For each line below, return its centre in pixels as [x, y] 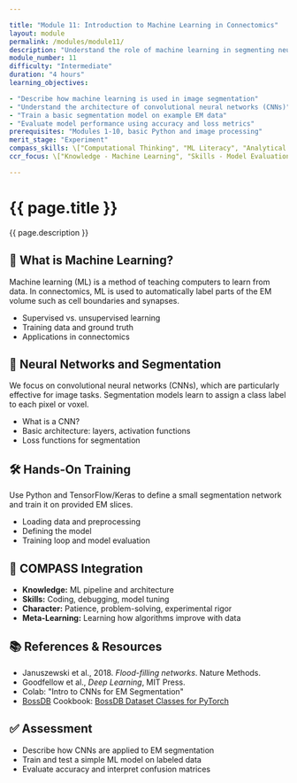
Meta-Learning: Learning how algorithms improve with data [131, 617]
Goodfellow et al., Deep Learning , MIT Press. [103, 682]
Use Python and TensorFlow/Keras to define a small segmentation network [145, 495]
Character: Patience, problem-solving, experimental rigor [127, 609]
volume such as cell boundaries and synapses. [94, 300]
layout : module [37, 33]
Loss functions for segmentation [81, 440]
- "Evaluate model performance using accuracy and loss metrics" [132, 124]
